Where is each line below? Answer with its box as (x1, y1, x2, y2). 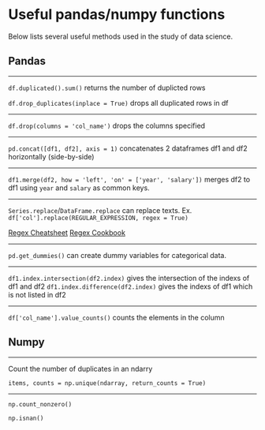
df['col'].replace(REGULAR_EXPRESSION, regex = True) (8, 214, 189, 222)
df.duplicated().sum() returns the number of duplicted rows (8, 83, 206, 92)
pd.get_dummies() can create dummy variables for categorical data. (8, 250, 227, 260)
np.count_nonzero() (8, 400, 73, 408)
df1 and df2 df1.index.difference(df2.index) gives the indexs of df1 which (8, 282, 253, 291)
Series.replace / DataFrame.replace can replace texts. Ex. (8, 205, 192, 215)
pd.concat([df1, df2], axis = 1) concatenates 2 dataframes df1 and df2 (8, 144, 248, 153)
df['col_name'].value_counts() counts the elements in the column (8, 312, 225, 322)
